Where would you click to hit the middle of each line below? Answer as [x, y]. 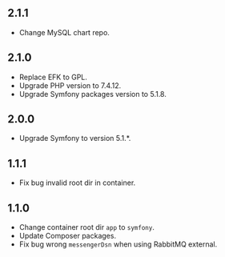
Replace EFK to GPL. [53, 77]
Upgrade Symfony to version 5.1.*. [75, 139]
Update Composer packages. [68, 236]
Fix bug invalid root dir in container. [77, 183]
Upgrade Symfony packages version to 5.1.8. [93, 94]
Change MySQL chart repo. [64, 32]
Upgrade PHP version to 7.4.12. [70, 85]
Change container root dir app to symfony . [87, 227]
